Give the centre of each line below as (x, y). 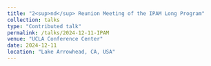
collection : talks (33, 20)
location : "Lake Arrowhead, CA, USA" (61, 52)
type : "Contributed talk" (44, 26)
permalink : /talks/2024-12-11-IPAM (58, 33)
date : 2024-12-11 (32, 45)
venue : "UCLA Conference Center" (55, 39)
